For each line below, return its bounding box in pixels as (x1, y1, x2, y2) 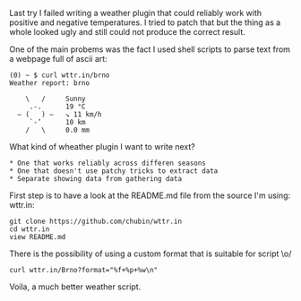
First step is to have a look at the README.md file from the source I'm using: (9, 190, 291, 201)
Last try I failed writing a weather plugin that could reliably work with (9, 8, 262, 18)
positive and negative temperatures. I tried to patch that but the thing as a (9, 17, 281, 28)
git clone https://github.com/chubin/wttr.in (9, 217, 182, 226)
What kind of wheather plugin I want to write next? (9, 142, 195, 151)
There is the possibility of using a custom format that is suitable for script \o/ (9, 248, 292, 259)
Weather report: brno (9, 79, 90, 88)
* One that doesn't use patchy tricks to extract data (9, 167, 219, 176)
